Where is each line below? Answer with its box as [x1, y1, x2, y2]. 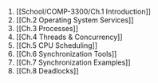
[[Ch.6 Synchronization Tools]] [15, 49, 117, 58]
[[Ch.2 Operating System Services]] [15, 15, 134, 25]
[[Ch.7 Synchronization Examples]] [15, 57, 131, 67]
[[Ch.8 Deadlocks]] [15, 66, 79, 75]
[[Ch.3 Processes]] [15, 24, 78, 33]
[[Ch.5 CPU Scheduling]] [15, 41, 98, 50]
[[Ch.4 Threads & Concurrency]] [15, 32, 123, 41]
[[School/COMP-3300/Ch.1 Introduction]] [15, 7, 152, 16]
